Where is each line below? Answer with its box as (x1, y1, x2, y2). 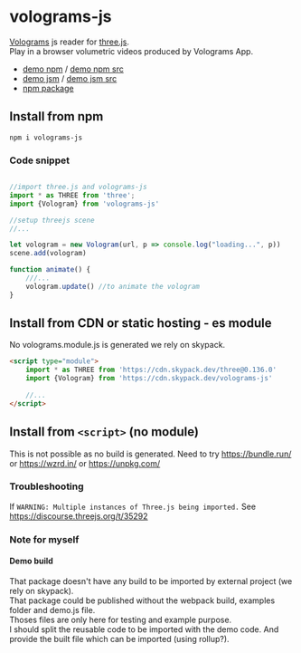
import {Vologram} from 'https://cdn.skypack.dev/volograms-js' (25, 374, 273, 383)
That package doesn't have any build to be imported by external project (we (9, 575, 293, 586)
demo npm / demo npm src (22, 63, 124, 74)
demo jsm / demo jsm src (22, 72, 118, 83)
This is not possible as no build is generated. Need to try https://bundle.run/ (9, 448, 292, 459)
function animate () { (9, 265, 91, 274)
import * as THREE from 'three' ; (9, 190, 136, 200)
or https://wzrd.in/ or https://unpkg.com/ (9, 457, 161, 468)
